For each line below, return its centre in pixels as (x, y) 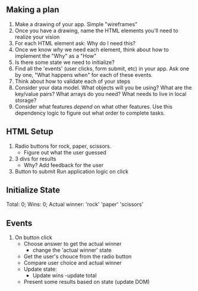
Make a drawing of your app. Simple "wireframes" (76, 24)
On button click (33, 237)
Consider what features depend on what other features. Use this (94, 106)
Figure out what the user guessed (65, 152)
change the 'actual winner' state (72, 250)
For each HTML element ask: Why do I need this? (75, 43)
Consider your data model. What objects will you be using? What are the (103, 87)
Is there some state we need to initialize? (65, 62)
